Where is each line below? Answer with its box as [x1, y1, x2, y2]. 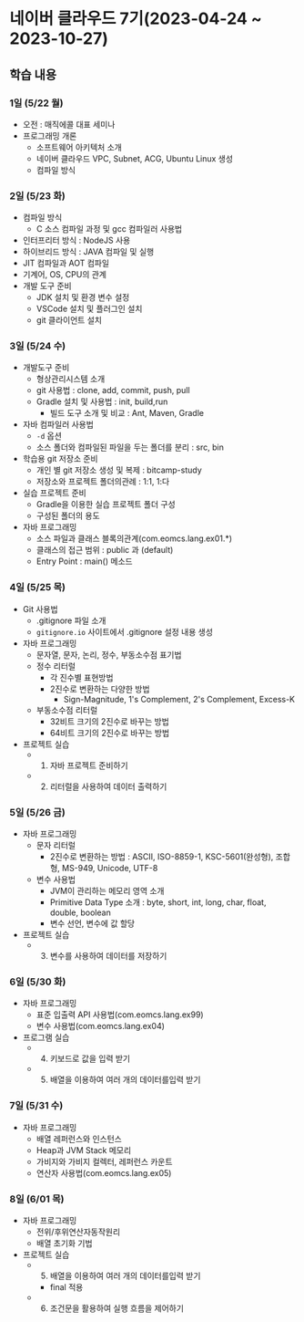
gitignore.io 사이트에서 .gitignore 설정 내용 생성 [35, 626, 214, 637]
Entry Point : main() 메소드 [35, 556, 134, 567]
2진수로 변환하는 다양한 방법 [49, 683, 150, 694]
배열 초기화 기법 [35, 1237, 93, 1248]
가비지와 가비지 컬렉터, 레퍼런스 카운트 [35, 1156, 173, 1167]
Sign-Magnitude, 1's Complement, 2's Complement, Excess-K [63, 693, 296, 704]
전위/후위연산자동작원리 [35, 1226, 121, 1237]
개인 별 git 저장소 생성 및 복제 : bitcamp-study [35, 464, 202, 475]
